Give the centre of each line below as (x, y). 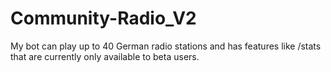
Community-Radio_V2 (103, 18)
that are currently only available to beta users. (105, 56)
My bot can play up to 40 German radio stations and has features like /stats (166, 46)
